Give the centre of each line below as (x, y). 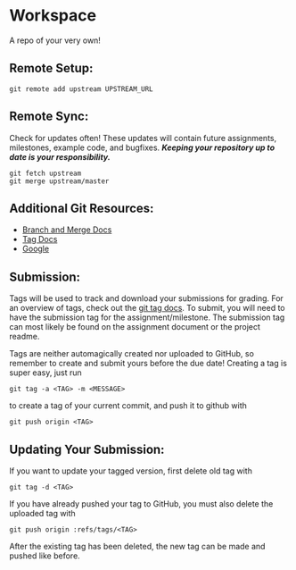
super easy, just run (45, 373)
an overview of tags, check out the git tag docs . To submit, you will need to (147, 308)
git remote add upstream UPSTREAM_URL (81, 89)
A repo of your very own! (55, 40)
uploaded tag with (42, 513)
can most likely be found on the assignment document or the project (135, 327)
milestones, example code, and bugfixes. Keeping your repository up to (142, 147)
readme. (25, 337)
